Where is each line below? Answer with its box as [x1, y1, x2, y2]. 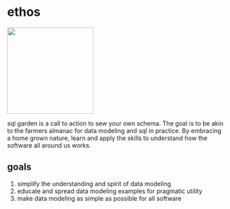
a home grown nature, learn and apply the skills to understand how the [7, 134, 208, 142]
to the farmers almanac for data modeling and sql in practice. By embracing [7, 126, 222, 135]
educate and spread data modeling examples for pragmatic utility [17, 187, 203, 195]
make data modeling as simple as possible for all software [17, 194, 182, 202]
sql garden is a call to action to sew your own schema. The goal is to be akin [7, 119, 224, 128]
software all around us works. [7, 141, 92, 149]
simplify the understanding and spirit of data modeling [17, 179, 171, 188]
